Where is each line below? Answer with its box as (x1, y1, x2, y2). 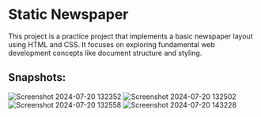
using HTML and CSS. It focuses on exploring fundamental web (8, 39, 216, 49)
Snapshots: (8, 71, 66, 84)
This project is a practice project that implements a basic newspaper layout (8, 31, 253, 41)
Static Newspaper (8, 5, 129, 24)
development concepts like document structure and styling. (8, 48, 202, 57)
